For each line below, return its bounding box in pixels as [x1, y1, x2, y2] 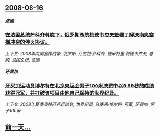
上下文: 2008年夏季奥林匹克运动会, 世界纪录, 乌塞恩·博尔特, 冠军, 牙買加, [5, 102, 149, 107]
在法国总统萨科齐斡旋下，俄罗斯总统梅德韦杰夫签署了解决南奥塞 [5, 32, 154, 38]
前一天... [5, 123, 31, 132]
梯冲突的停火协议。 [5, 39, 50, 46]
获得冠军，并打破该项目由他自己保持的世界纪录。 [5, 89, 120, 96]
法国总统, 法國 [11, 57, 40, 63]
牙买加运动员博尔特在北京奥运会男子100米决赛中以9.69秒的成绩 [5, 82, 154, 89]
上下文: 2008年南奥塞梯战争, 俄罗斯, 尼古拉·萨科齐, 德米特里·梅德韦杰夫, [5, 51, 148, 56]
